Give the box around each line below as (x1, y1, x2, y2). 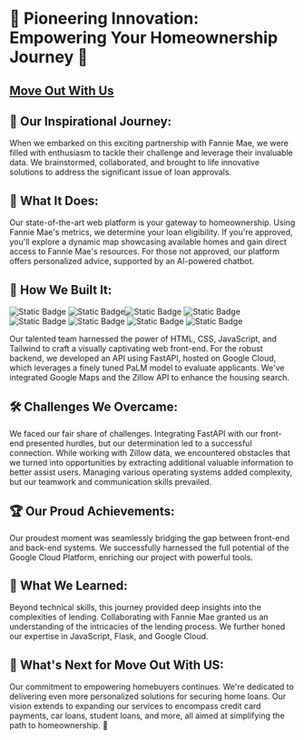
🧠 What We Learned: (9, 578, 129, 594)
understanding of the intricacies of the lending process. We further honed (9, 621, 286, 632)
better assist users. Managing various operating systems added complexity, (9, 467, 293, 478)
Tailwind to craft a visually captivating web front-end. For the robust (9, 343, 263, 354)
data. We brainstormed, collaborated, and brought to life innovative (9, 157, 260, 168)
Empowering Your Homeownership (9, 27, 279, 48)
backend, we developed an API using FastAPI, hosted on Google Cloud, (9, 353, 277, 364)
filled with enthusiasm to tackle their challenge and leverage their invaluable (9, 147, 293, 158)
